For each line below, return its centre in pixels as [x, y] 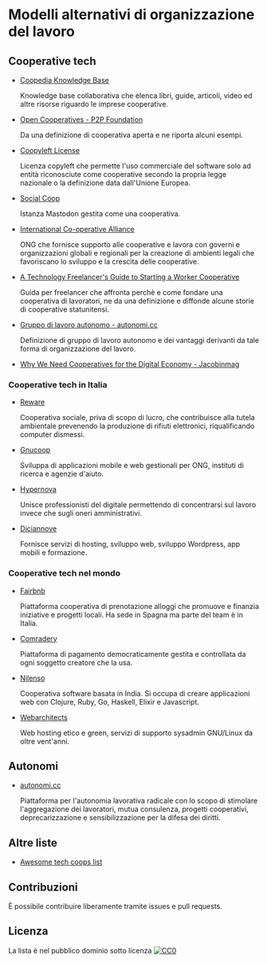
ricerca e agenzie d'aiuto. [62, 474]
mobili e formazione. [53, 552]
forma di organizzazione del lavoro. [78, 349]
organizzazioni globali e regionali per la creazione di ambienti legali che [137, 253]
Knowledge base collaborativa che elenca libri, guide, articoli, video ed [136, 96]
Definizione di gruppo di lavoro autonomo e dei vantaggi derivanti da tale [139, 340]
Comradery [38, 639]
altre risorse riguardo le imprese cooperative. [94, 104]
